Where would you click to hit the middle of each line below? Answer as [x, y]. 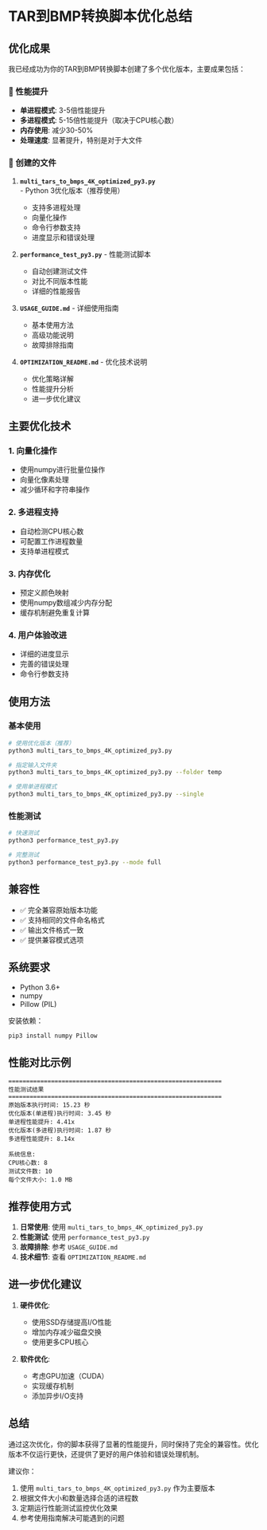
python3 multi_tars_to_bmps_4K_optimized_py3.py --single [106, 794]
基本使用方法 [52, 324]
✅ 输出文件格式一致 [52, 930]
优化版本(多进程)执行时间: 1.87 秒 [60, 1131]
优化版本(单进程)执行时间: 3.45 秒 [60, 1114]
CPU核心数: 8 [28, 1163]
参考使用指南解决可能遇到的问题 [72, 1518]
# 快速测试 [24, 833]
